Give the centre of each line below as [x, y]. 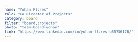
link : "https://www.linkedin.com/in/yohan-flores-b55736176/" [69, 32]
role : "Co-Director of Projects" [39, 14]
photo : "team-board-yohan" [32, 28]
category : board [21, 18]
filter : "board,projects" [31, 23]
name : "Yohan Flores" [27, 9]
